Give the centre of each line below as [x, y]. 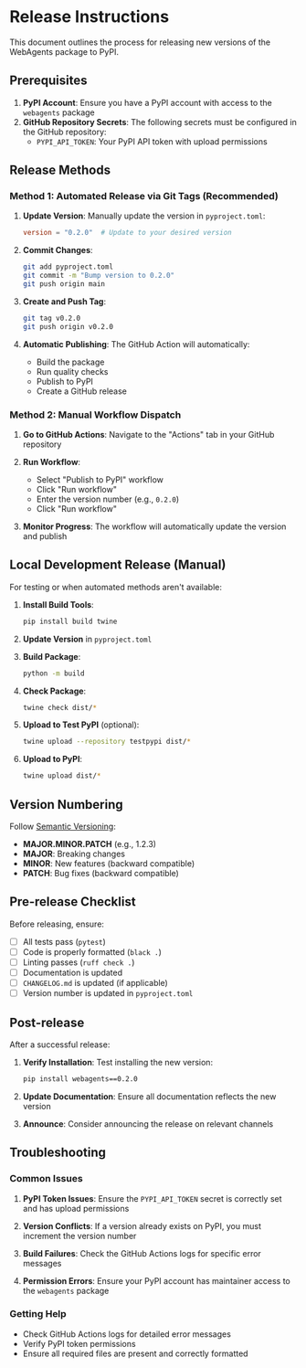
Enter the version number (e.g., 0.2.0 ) [108, 499]
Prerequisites [48, 81]
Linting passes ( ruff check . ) [79, 962]
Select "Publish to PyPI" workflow [100, 479]
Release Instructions [90, 17]
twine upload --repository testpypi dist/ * [107, 742]
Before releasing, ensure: [57, 924]
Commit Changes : [58, 250]
